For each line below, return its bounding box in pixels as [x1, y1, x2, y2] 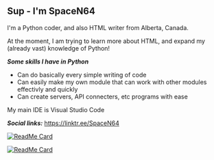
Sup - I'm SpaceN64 [7, 5, 96, 17]
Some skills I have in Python [7, 57, 89, 66]
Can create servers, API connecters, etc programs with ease [16, 92, 189, 101]
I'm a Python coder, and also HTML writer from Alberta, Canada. [7, 23, 189, 31]
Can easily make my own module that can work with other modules [16, 78, 207, 86]
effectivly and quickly [16, 85, 78, 93]
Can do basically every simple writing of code [16, 70, 147, 79]
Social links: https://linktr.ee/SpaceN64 [7, 119, 120, 127]
